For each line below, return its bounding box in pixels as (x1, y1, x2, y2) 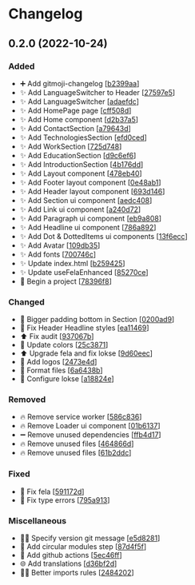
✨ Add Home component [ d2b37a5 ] (19, 114, 138, 124)
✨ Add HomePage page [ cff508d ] (19, 105, 132, 115)
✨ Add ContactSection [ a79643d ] (19, 123, 132, 133)
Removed (8, 394, 46, 405)
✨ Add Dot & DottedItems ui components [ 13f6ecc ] (19, 231, 188, 241)
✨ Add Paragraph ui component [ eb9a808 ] (19, 213, 162, 223)
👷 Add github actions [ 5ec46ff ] (19, 551, 122, 560)
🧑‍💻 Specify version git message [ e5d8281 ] (19, 533, 161, 543)
